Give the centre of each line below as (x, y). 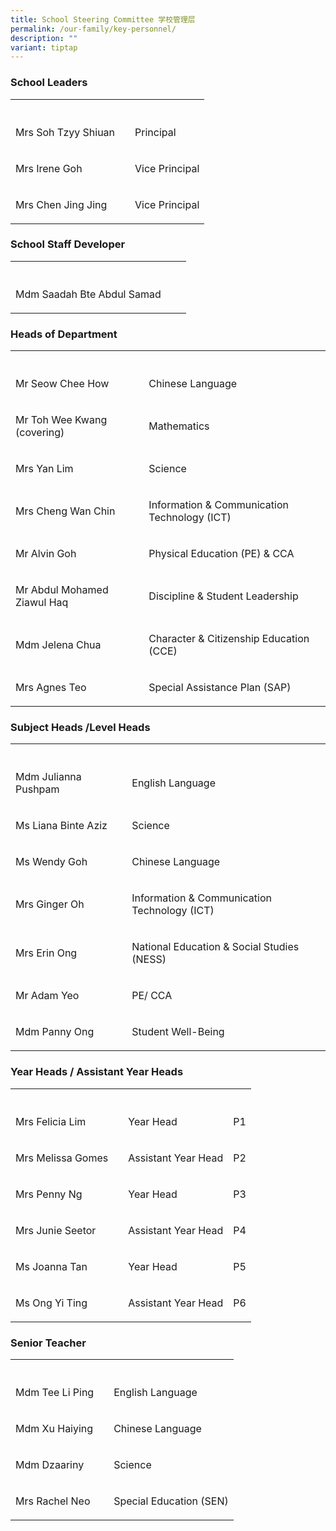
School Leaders (49, 83)
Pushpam (37, 789)
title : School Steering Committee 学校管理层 (103, 19)
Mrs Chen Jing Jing (61, 204)
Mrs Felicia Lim (51, 1121)
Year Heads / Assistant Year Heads (97, 1072)
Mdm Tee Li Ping (55, 1393)
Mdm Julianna (48, 777)
